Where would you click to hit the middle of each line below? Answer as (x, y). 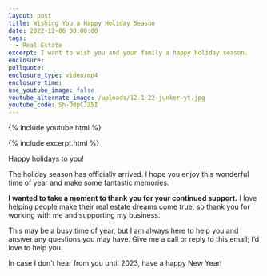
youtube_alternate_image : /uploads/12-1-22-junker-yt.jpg (107, 98)
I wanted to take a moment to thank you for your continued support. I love (133, 198)
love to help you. (36, 248)
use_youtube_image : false (51, 90)
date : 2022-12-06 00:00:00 (53, 30)
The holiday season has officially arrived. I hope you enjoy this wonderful (129, 174)
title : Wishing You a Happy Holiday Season (82, 23)
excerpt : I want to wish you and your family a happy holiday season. (128, 53)
